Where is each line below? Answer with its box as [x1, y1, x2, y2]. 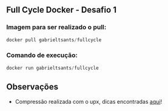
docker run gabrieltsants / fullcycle [6, 65, 99, 71]
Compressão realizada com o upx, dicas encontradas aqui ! [15, 98, 163, 105]
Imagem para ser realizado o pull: [6, 23, 107, 32]
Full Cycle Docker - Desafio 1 [6, 5, 117, 15]
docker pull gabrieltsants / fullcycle [6, 36, 102, 43]
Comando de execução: [6, 51, 78, 59]
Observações [6, 82, 59, 92]
